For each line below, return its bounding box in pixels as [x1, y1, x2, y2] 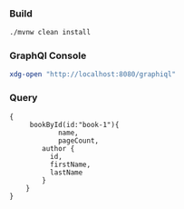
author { [42, 144, 75, 153]
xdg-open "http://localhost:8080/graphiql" [9, 70, 177, 79]
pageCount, [57, 135, 100, 145]
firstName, [49, 160, 92, 169]
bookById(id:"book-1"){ [29, 120, 120, 129]
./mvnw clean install [9, 28, 92, 37]
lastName [49, 167, 83, 177]
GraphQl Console [9, 49, 87, 62]
